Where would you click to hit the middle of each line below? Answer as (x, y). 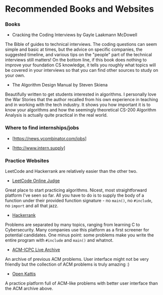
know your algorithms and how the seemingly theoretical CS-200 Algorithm (81, 110)
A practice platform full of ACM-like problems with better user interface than (81, 283)
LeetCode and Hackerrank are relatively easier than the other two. (71, 171)
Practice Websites (27, 161)
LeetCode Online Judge (36, 181)
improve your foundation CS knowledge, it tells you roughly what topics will (81, 65)
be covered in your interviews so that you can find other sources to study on (82, 70)
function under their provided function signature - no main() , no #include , (79, 201)
